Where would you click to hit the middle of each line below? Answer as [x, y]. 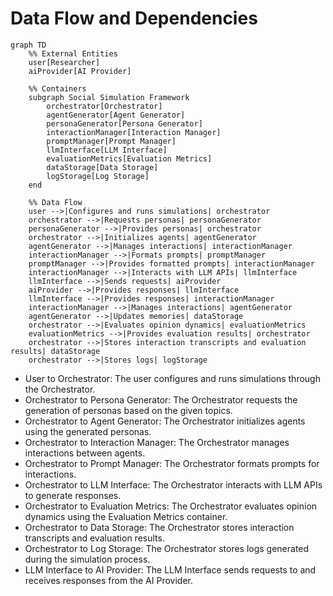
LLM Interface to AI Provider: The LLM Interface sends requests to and [170, 569]
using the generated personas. [88, 431]
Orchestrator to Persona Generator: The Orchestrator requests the [161, 399]
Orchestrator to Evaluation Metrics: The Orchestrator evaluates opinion [171, 506]
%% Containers [57, 88]
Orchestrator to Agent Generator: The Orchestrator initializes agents [165, 421]
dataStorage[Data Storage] [102, 167]
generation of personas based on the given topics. [128, 410]
